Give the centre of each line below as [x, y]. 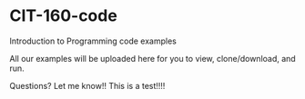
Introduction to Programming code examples [93, 41]
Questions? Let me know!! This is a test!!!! [87, 85]
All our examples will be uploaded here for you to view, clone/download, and [152, 58]
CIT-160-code [64, 16]
